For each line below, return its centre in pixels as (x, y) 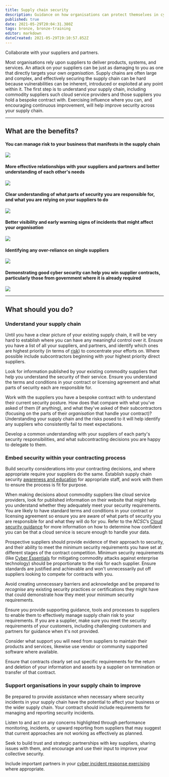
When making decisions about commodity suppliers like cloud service (78, 495)
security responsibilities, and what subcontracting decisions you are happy (83, 440)
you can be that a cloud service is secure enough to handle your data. (78, 532)
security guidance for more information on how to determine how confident (83, 527)
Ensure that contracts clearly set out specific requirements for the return (80, 662)
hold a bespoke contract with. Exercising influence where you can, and (79, 100)
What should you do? (39, 309)
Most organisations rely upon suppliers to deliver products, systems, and (81, 62)
